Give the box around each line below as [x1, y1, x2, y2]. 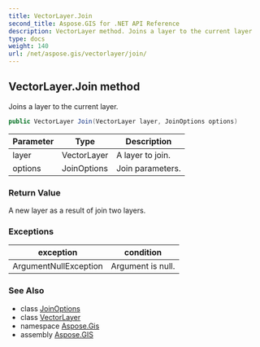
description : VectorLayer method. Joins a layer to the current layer [8, 27, 253, 35]
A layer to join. [116, 149, 171, 160]
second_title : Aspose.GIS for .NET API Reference [8, 20, 180, 28]
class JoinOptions [19, 303, 81, 314]
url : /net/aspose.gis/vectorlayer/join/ [8, 50, 148, 58]
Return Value [8, 187, 61, 198]
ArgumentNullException [12, 261, 103, 272]
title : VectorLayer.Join [8, 11, 93, 20]
